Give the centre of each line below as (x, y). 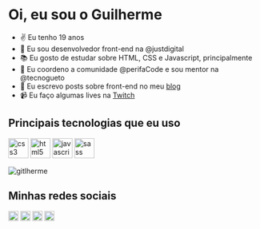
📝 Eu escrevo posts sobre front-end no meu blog (100, 86)
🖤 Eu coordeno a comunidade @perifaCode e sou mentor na (119, 69)
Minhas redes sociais (62, 196)
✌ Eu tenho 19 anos (52, 37)
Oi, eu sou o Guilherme (85, 15)
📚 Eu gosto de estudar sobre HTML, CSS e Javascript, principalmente (136, 57)
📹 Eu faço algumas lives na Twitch (77, 95)
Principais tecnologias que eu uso (94, 123)
